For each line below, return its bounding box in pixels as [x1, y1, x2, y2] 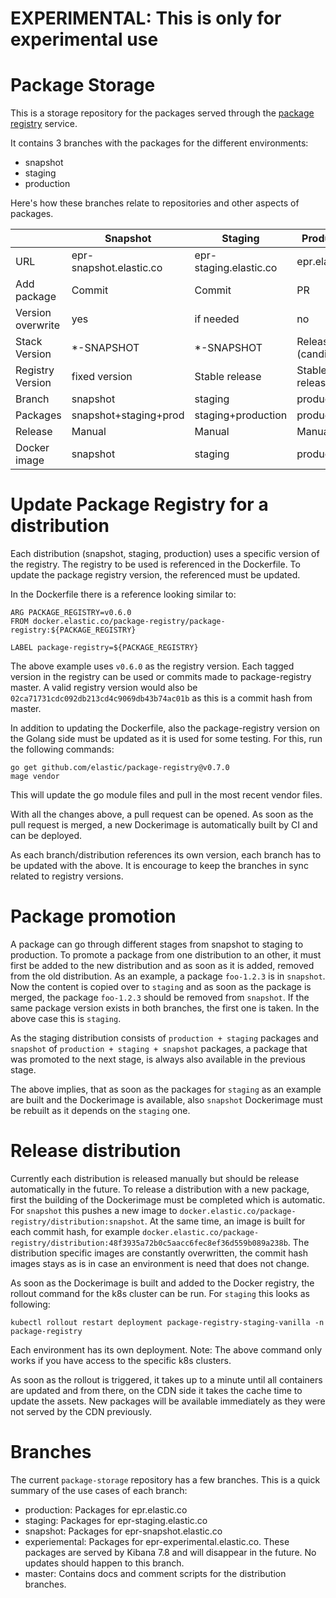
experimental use [10, 28, 159, 51]
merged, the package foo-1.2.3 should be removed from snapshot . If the [10, 992, 310, 1003]
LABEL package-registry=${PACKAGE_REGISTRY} [10, 643, 199, 653]
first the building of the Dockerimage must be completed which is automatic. [10, 1193, 326, 1206]
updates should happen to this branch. [24, 1557, 185, 1569]
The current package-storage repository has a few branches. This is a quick [10, 1473, 321, 1486]
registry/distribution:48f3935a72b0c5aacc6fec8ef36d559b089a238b [10, 1238, 288, 1248]
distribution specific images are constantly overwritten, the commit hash [10, 1247, 308, 1259]
